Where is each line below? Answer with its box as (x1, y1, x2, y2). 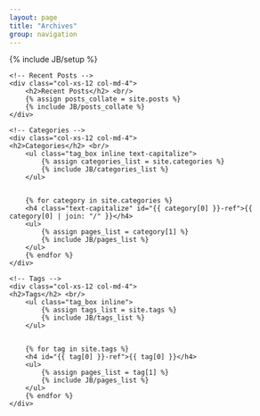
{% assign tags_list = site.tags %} (41, 305, 177, 315)
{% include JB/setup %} (9, 54, 98, 65)
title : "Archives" (9, 21, 77, 30)
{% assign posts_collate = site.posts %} (25, 95, 181, 104)
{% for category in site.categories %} (25, 196, 174, 205)
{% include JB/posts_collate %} (25, 103, 145, 112)
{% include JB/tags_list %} (41, 313, 145, 322)
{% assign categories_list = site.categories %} (41, 157, 225, 166)
